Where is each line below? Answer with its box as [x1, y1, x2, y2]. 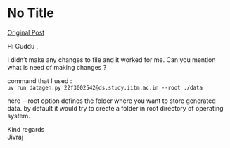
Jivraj [7, 132, 23, 141]
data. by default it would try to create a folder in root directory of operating [7, 104, 224, 112]
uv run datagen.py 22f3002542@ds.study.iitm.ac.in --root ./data [7, 84, 203, 91]
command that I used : [7, 76, 72, 85]
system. [7, 111, 30, 120]
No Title [7, 5, 55, 21]
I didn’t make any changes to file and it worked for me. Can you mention [7, 55, 216, 64]
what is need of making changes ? [7, 63, 107, 71]
